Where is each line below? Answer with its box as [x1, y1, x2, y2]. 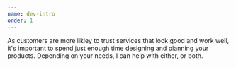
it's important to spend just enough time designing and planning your [7, 44, 209, 52]
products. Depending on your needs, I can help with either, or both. [7, 51, 203, 60]
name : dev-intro [7, 10, 55, 18]
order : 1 [7, 17, 33, 24]
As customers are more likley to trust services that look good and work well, [7, 36, 229, 44]
